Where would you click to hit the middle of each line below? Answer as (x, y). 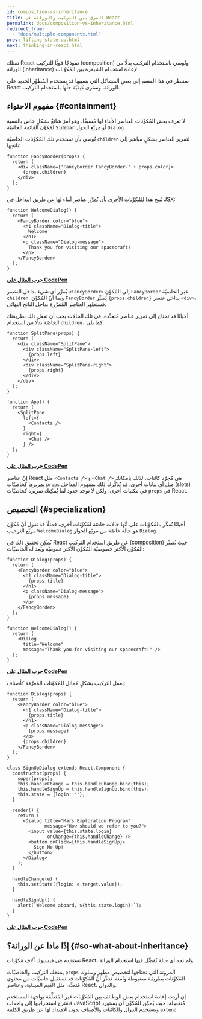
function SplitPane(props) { (43, 333)
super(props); (35, 778)
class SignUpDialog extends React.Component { (66, 768)
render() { (26, 810)
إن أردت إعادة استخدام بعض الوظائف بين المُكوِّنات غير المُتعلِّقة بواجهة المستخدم (96, 997)
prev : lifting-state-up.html (43, 40)
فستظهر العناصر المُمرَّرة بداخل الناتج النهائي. (57, 304)
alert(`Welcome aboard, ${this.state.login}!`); (80, 905)
